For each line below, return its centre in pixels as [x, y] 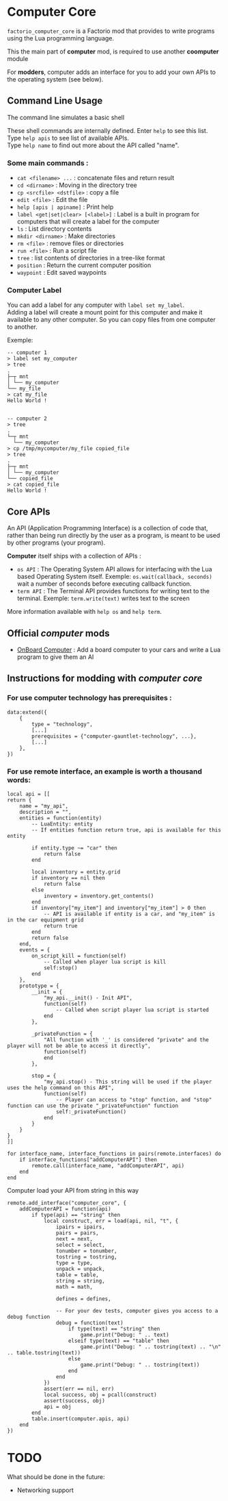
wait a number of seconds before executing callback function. [104, 584]
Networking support [45, 1490]
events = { [35, 950]
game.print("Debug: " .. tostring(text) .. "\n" [151, 1347]
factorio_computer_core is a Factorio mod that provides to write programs [111, 31]
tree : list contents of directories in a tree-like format [91, 258]
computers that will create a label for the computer [88, 222]
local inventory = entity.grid [76, 872]
